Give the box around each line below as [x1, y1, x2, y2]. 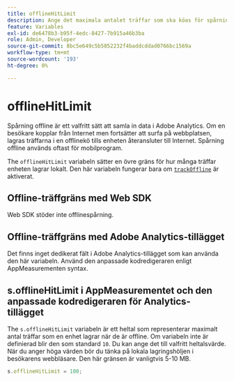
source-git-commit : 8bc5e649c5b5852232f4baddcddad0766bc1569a [7, 43, 192, 50]
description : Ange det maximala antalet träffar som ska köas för [7, 17, 204, 24]
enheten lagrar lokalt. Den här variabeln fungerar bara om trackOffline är [7, 165, 219, 173]
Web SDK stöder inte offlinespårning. [7, 211, 114, 219]
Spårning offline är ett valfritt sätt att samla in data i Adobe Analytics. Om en [7, 121, 226, 130]
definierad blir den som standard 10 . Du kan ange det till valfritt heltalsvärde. [7, 340, 226, 348]
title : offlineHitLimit [7, 10, 77, 17]
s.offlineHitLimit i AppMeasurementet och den [7, 284, 212, 297]
